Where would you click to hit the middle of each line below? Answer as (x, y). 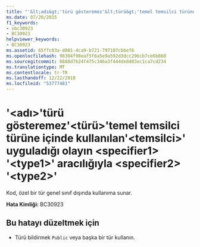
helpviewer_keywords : (33, 39)
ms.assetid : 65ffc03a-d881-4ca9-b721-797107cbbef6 (70, 51)
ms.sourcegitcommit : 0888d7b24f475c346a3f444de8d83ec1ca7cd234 (86, 61)
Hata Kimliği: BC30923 (35, 204)
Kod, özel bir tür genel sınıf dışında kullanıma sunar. (69, 193)
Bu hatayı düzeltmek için (53, 223)
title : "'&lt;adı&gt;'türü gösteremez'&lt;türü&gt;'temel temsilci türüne (101, 12)
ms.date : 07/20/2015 (32, 17)
